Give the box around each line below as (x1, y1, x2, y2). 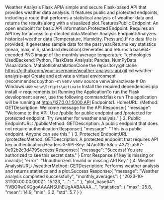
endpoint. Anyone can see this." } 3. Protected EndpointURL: (5, 131, 129, 137)
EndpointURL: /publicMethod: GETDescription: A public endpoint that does (5, 120, 158, 126)
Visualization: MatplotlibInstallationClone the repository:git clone (5, 62, 137, 68)
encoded (5, 52, 24, 58)
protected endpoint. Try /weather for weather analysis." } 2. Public (5, 115, 141, 121)
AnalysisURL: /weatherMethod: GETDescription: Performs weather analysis (5, 163, 160, 169)
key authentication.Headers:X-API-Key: (5, 142, 85, 147)
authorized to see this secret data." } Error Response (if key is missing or (5, 152, 154, 158)
